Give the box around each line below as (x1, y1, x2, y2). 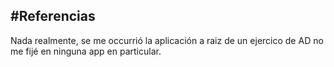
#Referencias (10, 8, 96, 25)
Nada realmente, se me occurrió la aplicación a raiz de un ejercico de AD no (10, 34, 324, 46)
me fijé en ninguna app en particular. (10, 45, 162, 57)
